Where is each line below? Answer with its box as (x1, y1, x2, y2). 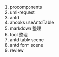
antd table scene (9, 37, 44, 43)
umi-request (9, 9, 35, 15)
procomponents (9, 4, 42, 10)
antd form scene (9, 42, 43, 48)
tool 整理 (9, 32, 28, 37)
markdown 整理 (9, 25, 42, 31)
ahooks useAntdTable (9, 19, 54, 25)
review (9, 47, 24, 53)
